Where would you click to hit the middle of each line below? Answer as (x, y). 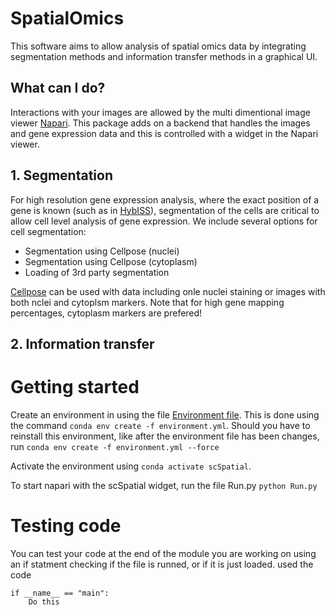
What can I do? (58, 88)
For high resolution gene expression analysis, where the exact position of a (165, 199)
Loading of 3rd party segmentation (97, 272)
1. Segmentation (61, 175)
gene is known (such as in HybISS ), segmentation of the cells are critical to (165, 210)
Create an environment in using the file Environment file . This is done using (165, 414)
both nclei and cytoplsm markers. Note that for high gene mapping (147, 302)
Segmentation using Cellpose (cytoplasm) (111, 261)
